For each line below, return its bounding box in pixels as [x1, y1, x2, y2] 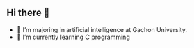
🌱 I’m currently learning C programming [16, 33, 130, 41]
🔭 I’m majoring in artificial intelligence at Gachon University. [16, 25, 187, 33]
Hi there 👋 [6, 7, 50, 19]
